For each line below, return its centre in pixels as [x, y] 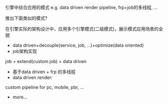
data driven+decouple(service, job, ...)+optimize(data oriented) [78, 45]
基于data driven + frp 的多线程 [44, 72]
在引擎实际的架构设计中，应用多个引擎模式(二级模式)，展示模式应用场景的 [82, 29]
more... [20, 97]
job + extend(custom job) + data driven [46, 61]
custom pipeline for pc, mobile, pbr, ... [45, 87]
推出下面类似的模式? [26, 18]
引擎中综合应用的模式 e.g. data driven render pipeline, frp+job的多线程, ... [81, 7]
